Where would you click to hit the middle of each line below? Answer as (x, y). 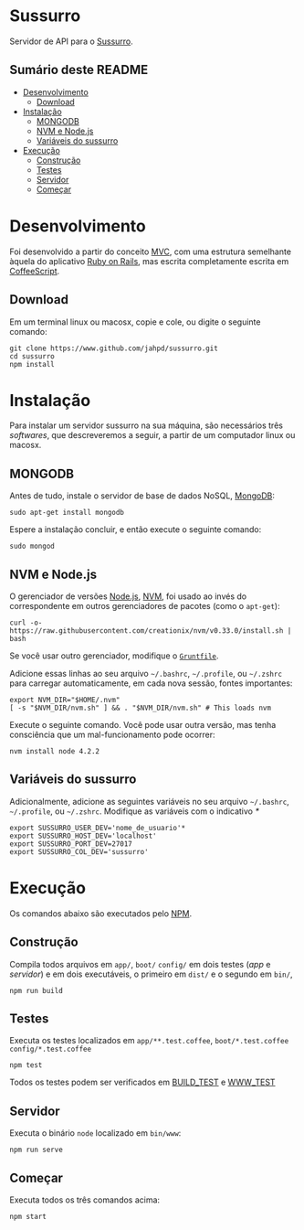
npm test (26, 1065)
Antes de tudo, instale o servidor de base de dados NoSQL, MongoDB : (142, 496)
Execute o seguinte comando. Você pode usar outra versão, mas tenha (143, 725)
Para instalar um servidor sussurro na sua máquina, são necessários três (146, 425)
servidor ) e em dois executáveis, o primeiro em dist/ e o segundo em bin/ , (152, 974)
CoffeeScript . (35, 271)
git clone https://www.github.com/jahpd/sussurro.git (114, 348)
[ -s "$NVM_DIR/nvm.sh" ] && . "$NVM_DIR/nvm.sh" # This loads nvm (141, 708)
